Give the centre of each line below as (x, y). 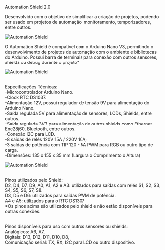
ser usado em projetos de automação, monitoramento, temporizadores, (78, 22)
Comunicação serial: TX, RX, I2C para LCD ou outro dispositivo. (70, 242)
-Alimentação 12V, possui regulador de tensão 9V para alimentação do (77, 103)
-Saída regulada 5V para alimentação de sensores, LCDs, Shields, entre (78, 113)
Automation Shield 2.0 (28, 7)
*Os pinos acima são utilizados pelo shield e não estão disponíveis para (79, 206)
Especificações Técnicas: (31, 87)
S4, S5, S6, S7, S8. (24, 190)
